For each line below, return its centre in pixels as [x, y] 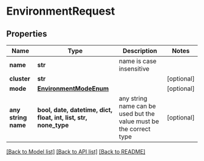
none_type [53, 125]
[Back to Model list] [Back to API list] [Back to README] [76, 152]
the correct [134, 129]
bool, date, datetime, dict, [75, 110]
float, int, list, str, [62, 117]
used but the [137, 114]
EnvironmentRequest [61, 11]
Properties [27, 34]
